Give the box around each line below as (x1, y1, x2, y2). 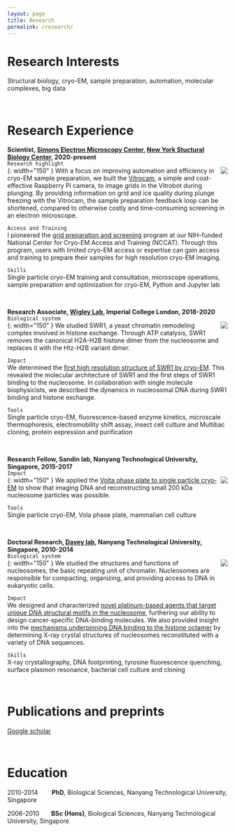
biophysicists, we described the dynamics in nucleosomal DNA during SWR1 (7, 386, 227, 394)
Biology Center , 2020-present (7, 153, 97, 161)
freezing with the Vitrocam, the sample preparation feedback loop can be (7, 196, 219, 205)
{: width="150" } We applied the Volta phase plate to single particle (7, 476, 200, 485)
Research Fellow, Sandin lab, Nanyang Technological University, (7, 455, 198, 464)
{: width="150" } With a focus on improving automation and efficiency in (7, 166, 215, 175)
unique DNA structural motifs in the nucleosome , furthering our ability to (7, 608, 215, 617)
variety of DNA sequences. (7, 638, 85, 647)
